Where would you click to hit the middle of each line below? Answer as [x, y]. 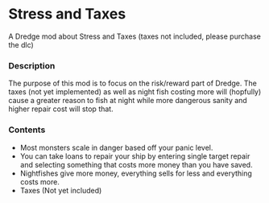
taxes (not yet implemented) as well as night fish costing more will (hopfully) [135, 92]
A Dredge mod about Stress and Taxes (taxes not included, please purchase [135, 36]
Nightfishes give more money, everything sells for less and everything [136, 173]
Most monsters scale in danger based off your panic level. [116, 147]
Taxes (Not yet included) [61, 190]
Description [32, 65]
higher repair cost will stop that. [61, 109]
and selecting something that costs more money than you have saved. [136, 164]
